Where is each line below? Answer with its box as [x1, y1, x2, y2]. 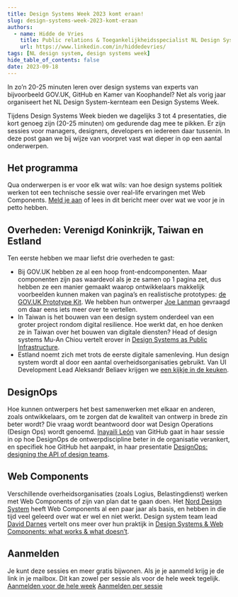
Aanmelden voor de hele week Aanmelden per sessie [7, 581, 163, 590]
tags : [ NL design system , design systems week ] [7, 50, 151, 57]
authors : [7, 23, 33, 30]
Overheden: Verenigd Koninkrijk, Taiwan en [7, 224, 204, 236]
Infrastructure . [17, 343, 60, 352]
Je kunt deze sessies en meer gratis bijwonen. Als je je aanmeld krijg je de [7, 567, 225, 575]
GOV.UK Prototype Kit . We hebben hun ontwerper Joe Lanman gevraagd [17, 298, 230, 306]
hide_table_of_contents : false [7, 57, 100, 64]
